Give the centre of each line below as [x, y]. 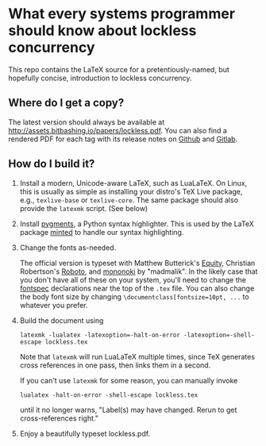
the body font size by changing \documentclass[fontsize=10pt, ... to [134, 296]
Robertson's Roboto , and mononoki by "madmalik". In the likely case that [139, 271]
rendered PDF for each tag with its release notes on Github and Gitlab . [123, 139]
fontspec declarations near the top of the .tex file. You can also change [137, 288]
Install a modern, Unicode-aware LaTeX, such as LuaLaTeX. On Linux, [133, 183]
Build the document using [62, 320]
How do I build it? [52, 164]
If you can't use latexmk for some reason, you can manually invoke [129, 380]
